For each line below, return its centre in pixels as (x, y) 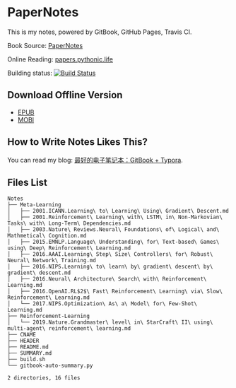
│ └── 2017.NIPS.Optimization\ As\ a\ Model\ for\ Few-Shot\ (102, 304)
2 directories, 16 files (44, 378)
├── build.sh (26, 360)
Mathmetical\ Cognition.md (47, 236)
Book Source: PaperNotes (45, 45)
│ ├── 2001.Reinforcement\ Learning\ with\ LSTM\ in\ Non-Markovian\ (115, 217)
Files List (27, 182)
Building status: (30, 73)
